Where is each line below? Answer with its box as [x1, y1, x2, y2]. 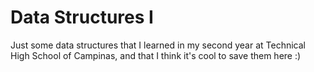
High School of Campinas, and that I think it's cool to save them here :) [10, 49, 302, 61]
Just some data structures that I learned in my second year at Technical [10, 39, 306, 51]
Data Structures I [10, 6, 154, 29]
